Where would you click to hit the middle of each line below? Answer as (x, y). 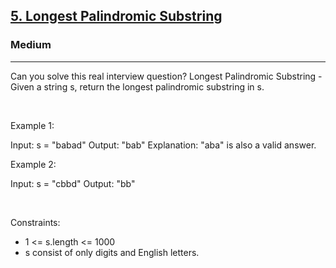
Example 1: (32, 125)
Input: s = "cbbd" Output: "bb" (73, 183)
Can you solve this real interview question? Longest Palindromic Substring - (166, 76)
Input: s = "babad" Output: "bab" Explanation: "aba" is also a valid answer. (163, 145)
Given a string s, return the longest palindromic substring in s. (137, 86)
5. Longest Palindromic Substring (116, 16)
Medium (31, 45)
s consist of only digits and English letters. (112, 252)
